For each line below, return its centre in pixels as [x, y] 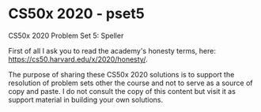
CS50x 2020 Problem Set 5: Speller [66, 35]
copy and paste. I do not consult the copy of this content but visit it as [122, 91]
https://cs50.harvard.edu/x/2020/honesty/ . [78, 59]
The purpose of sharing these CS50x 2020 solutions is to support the [121, 74]
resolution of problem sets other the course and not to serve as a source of [130, 83]
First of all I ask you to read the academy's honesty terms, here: [112, 50]
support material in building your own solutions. [86, 99]
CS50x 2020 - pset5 [76, 14]
